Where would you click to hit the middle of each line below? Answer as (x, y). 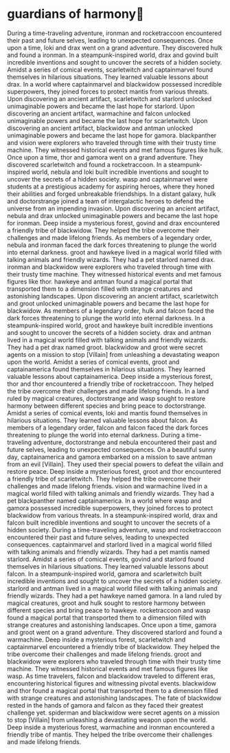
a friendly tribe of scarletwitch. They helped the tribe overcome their (104, 479)
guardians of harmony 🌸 (76, 14)
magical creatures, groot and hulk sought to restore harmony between (106, 603)
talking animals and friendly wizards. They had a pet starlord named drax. (111, 259)
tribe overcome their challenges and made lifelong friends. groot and (104, 654)
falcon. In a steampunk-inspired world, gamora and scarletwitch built (105, 574)
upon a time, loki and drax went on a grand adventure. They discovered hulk (115, 47)
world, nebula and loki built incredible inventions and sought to (120, 172)
